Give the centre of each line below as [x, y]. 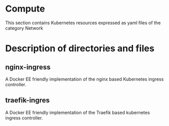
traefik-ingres [28, 101]
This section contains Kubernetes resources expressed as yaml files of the [83, 23]
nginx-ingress [28, 67]
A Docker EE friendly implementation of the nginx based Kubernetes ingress [85, 79]
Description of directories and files [80, 49]
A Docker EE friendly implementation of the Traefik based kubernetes [78, 112]
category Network [24, 28]
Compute [25, 9]
